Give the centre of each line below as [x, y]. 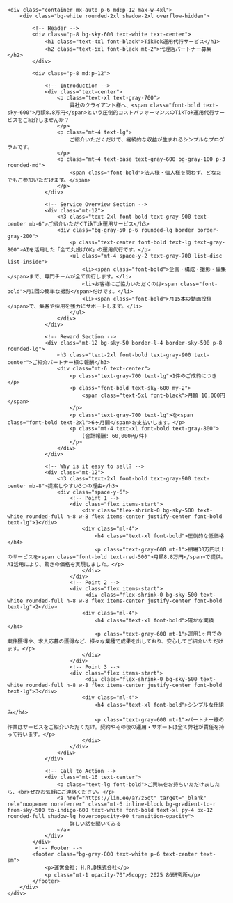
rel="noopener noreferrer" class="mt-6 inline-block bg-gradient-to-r [112, 804]
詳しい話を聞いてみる [95, 824]
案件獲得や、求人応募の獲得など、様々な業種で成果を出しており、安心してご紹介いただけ [115, 641]
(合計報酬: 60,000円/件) [114, 436]
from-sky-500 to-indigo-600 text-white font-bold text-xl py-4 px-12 [110, 810]
